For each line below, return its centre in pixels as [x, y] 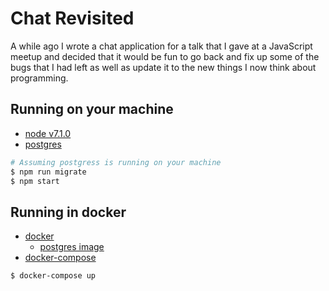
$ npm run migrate [48, 172]
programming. [39, 78]
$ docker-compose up [53, 276]
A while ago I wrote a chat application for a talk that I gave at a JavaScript [161, 46]
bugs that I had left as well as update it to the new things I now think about [163, 67]
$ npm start [35, 181]
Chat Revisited [72, 18]
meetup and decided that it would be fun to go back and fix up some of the [165, 56]
